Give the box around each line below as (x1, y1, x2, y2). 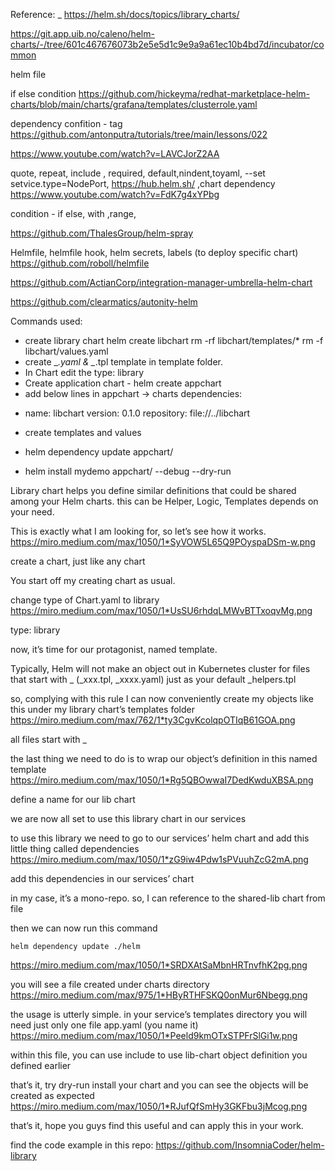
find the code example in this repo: (10, 1139, 154, 1151)
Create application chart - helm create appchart (24, 377, 222, 389)
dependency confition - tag (10, 118, 123, 129)
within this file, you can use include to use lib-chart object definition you (10, 1049, 308, 1061)
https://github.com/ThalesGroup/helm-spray (10, 227, 194, 239)
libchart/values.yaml (24, 345, 109, 357)
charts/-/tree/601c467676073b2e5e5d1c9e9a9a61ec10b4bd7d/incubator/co (10, 39, 325, 50)
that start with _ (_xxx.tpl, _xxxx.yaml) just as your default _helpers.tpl (10, 674, 297, 685)
